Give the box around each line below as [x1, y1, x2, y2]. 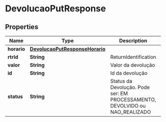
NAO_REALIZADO [110, 109, 151, 115]
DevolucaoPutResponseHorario [30, 45, 106, 52]
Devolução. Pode [110, 84, 150, 90]
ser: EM [110, 90, 128, 97]
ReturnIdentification [110, 54, 157, 60]
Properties [5, 23, 39, 31]
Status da [110, 78, 132, 84]
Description [119, 38, 147, 44]
